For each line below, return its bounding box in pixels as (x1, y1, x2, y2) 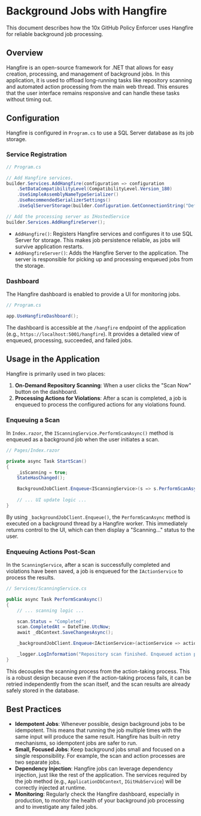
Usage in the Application (6, 354, 100, 364)
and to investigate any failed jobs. (14, 803, 98, 810)
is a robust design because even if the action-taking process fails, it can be (6, 674, 191, 681)
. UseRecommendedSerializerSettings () (17, 197, 111, 204)
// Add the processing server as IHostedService (6, 213, 130, 220)
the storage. (14, 262, 45, 269)
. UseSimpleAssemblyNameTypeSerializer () (17, 192, 119, 198)
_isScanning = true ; (17, 470, 68, 476)
